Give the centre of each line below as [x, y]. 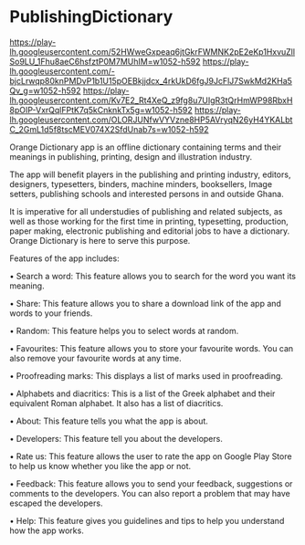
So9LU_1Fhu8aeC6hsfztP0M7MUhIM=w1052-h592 [105, 61]
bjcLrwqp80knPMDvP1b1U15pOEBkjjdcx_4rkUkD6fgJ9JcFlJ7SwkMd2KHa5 [151, 80]
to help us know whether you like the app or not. [100, 466]
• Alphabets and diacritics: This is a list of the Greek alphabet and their [142, 393]
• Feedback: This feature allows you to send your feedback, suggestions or [151, 483]
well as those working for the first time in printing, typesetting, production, [149, 221]
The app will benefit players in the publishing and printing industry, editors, [150, 174]
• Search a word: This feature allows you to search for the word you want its [153, 276]
